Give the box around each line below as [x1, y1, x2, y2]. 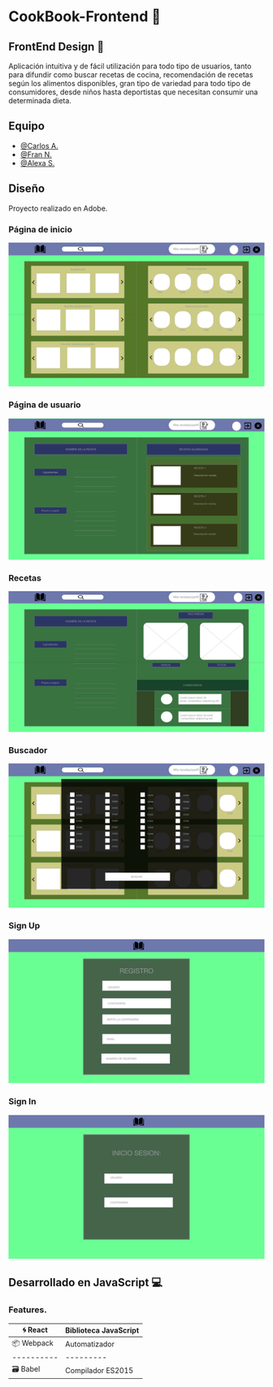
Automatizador [64, 1339, 115, 1349]
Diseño [8, 182, 45, 196]
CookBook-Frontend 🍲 [8, 7, 161, 26]
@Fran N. [19, 150, 53, 159]
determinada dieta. [8, 96, 71, 105]
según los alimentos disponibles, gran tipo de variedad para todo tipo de [8, 79, 251, 88]
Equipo [8, 120, 45, 133]
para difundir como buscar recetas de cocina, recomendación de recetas [8, 70, 253, 80]
